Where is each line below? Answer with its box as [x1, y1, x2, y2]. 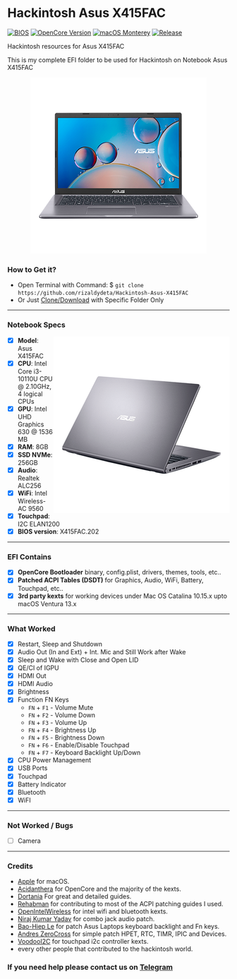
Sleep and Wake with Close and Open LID [17, 656, 139, 664]
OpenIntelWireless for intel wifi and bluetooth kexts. [17, 907, 168, 915]
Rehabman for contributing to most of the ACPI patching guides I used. [17, 900, 224, 908]
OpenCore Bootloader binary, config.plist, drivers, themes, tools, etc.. [17, 568, 221, 577]
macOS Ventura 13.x [17, 599, 77, 608]
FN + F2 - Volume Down [28, 711, 96, 719]
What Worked [7, 623, 56, 633]
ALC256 [17, 481, 42, 490]
